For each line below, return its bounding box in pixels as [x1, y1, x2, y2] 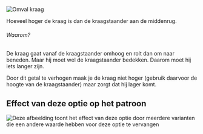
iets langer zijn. [6, 63, 44, 70]
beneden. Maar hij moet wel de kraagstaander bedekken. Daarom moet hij [6, 56, 191, 63]
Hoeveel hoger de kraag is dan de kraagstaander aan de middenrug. [6, 18, 177, 24]
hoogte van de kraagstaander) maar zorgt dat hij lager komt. [6, 81, 157, 88]
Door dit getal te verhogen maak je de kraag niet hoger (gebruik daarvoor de [6, 74, 198, 81]
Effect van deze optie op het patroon [6, 98, 147, 109]
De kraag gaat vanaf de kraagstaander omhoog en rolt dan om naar [6, 50, 175, 57]
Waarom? [6, 31, 31, 39]
